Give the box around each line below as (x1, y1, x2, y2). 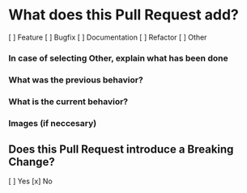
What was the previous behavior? (8, 74, 143, 86)
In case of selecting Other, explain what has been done (8, 52, 228, 64)
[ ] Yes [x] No (8, 176, 53, 187)
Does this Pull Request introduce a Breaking (8, 143, 234, 157)
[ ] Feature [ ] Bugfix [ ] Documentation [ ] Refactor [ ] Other (8, 32, 207, 42)
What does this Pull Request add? (8, 6, 239, 24)
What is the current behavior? (8, 95, 129, 107)
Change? (8, 155, 55, 169)
